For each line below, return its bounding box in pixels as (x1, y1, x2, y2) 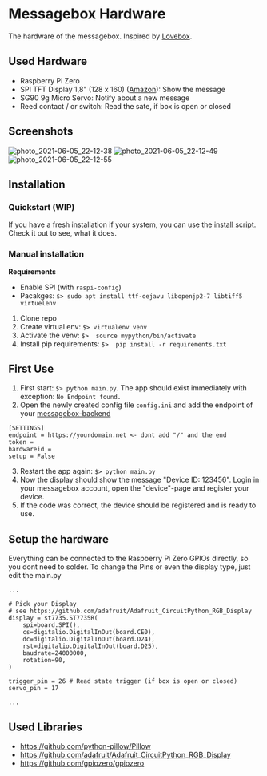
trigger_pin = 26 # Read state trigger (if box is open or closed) (8, 677, 238, 685)
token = (8, 439, 34, 447)
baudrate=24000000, (22, 649, 88, 657)
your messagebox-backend (19, 409, 111, 418)
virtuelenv (19, 299, 57, 307)
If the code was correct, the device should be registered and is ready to (19, 500, 257, 510)
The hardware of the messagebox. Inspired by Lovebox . (8, 31, 193, 41)
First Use (8, 362, 54, 375)
